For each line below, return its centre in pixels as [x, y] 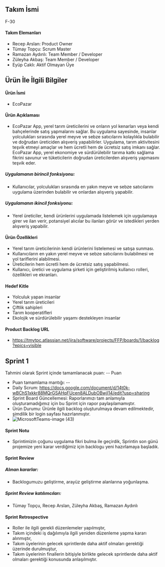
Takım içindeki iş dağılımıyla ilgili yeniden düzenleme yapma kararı [79, 533]
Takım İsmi [22, 10]
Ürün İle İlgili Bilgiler [36, 80]
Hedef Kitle [17, 286]
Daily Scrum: [25, 388]
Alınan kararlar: [22, 469]
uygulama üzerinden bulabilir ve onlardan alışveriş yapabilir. [73, 192]
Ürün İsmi [15, 93]
